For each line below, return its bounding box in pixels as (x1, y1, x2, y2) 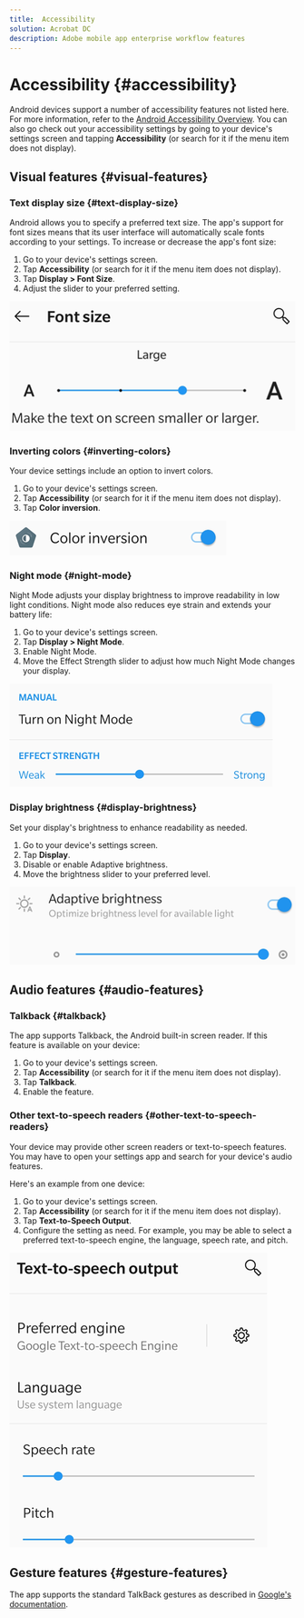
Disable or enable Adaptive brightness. (22, 859, 168, 870)
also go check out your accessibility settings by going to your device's (9, 124, 273, 135)
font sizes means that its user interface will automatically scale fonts (9, 227, 265, 237)
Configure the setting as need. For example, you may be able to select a (22, 1224, 292, 1235)
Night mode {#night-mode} (9, 569, 132, 582)
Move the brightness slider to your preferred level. (22, 868, 211, 879)
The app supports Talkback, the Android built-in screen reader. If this (9, 1030, 268, 1041)
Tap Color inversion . (22, 502, 101, 513)
